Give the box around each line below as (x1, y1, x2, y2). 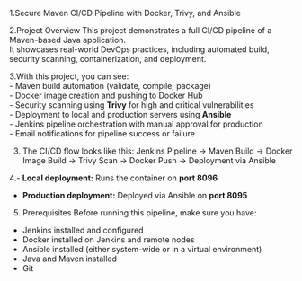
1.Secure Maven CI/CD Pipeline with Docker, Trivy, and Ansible (9, 8, 241, 18)
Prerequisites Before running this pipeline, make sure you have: (22, 207, 257, 218)
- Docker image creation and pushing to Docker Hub (9, 90, 204, 101)
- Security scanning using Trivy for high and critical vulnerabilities (9, 100, 254, 110)
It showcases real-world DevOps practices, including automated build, (9, 44, 270, 55)
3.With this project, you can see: (9, 71, 129, 82)
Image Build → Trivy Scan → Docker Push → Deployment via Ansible (22, 155, 277, 165)
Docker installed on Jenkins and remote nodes (22, 234, 195, 245)
